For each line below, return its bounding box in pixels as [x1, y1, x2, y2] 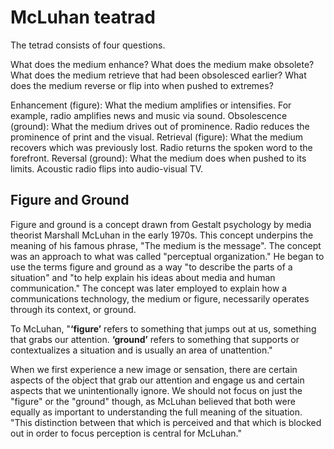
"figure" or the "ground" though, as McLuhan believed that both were [10, 395, 296, 407]
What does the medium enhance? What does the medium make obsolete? [10, 58, 315, 70]
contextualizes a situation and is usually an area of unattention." [10, 344, 273, 356]
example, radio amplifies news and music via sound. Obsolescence [10, 109, 288, 121]
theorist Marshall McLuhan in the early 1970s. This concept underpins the [10, 229, 314, 241]
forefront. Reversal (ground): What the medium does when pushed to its [10, 152, 307, 164]
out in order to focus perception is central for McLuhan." [10, 427, 243, 439]
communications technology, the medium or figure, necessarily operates [10, 292, 310, 305]
